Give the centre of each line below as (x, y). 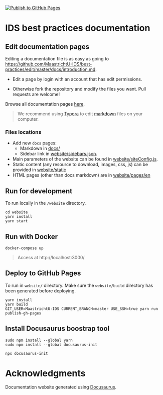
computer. (28, 119)
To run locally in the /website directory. (46, 203)
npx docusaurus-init (27, 353)
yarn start (17, 221)
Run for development (39, 191)
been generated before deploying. (41, 291)
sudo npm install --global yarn (39, 340)
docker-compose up (24, 248)
